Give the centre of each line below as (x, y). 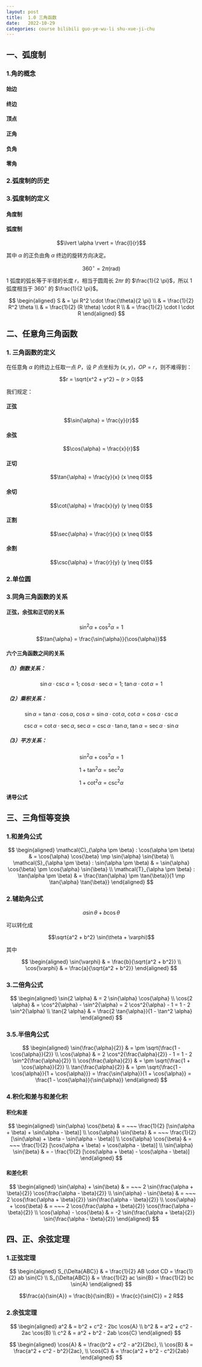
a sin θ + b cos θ (101, 912)
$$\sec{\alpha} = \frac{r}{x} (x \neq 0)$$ (101, 534)
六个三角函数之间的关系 (35, 654)
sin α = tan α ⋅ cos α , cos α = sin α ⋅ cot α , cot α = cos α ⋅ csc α (101, 714)
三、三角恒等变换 (38, 818)
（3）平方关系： (27, 740)
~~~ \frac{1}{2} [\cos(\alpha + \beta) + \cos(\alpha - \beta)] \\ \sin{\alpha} (101, 1145)
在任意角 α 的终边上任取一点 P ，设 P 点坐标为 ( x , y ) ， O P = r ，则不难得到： (99, 367)
